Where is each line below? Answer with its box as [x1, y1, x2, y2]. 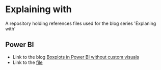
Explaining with [5, 4, 72, 15]
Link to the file [12, 59, 43, 65]
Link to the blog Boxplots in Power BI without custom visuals [12, 54, 139, 60]
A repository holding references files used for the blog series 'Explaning [5, 20, 156, 26]
